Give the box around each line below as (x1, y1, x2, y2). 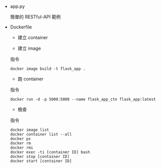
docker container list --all (10, 132, 72, 137)
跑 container (17, 76, 44, 82)
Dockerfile (10, 24, 32, 30)
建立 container (17, 35, 48, 40)
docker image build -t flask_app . (10, 66, 86, 71)
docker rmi (10, 145, 34, 150)
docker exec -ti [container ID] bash (10, 150, 90, 155)
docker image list (10, 127, 49, 132)
